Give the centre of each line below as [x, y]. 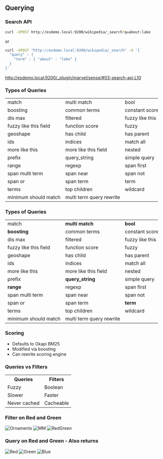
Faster [52, 395]
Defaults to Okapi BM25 [36, 344]
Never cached [24, 403]
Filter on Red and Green [33, 418]
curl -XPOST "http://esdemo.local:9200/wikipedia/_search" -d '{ [72, 50]
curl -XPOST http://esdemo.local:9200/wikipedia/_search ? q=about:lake [78, 32]
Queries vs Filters [26, 366]
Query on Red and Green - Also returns [52, 441]
